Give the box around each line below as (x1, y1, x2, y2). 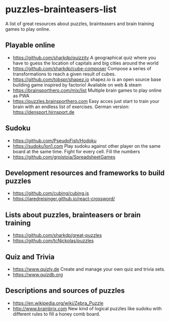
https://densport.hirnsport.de (12, 109, 75, 115)
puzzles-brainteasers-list (5, 4, 117, 15)
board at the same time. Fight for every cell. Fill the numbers (12, 148, 140, 154)
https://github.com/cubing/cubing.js (12, 190, 89, 196)
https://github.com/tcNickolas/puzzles (12, 237, 94, 244)
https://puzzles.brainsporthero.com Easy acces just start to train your (12, 98, 160, 104)
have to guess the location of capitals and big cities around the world (12, 60, 159, 66)
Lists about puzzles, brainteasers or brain (5, 210, 141, 219)
